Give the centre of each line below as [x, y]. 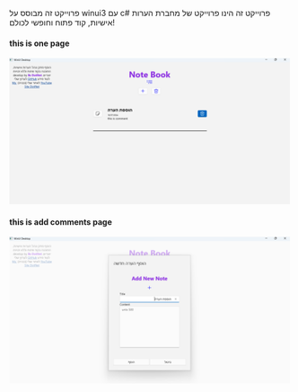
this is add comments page [61, 222]
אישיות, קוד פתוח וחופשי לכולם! [62, 22]
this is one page [39, 43]
